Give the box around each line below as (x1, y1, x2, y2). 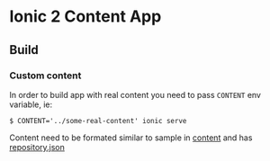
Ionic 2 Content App (9, 6, 162, 27)
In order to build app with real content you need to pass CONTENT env (9, 89, 261, 100)
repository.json (9, 141, 66, 152)
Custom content (9, 69, 82, 82)
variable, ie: (9, 99, 53, 110)
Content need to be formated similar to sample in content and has (9, 132, 253, 143)
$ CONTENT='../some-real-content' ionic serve (9, 116, 187, 125)
